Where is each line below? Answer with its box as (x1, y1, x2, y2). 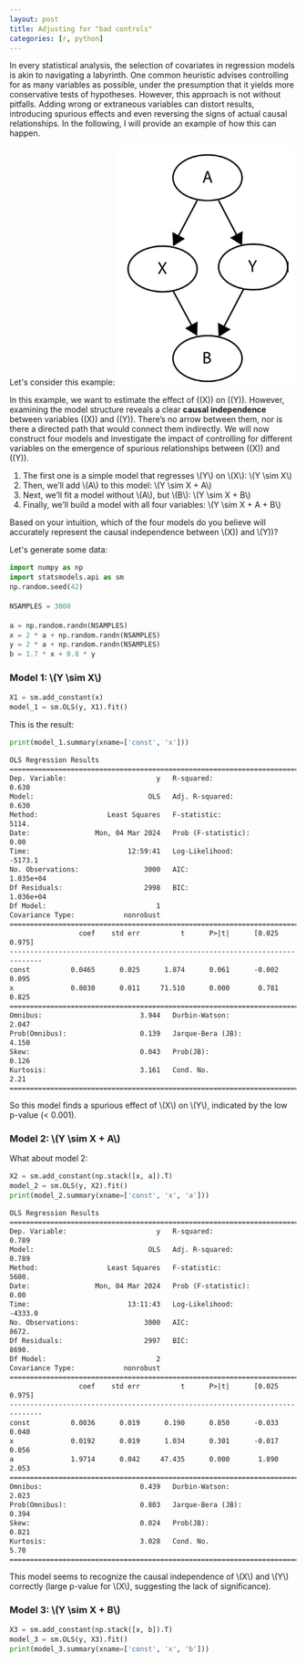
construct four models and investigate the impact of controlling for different (9, 433, 293, 444)
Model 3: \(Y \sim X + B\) (9, 1603, 121, 1616)
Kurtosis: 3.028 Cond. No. (9, 1536, 209, 1545)
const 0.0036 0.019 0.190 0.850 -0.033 (9, 1418, 280, 1427)
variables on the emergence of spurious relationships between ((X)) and (9, 443, 280, 454)
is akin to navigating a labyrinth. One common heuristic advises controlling (9, 69, 289, 81)
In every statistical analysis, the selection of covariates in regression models (9, 60, 295, 71)
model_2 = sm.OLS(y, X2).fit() (9, 1182, 128, 1191)
